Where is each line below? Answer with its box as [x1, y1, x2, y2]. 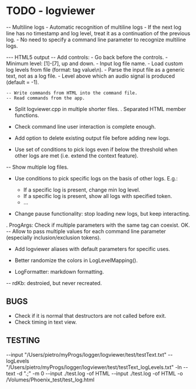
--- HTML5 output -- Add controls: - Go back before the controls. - [6, 53, 168, 61]
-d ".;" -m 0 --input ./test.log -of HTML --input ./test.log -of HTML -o [16, 370, 183, 377]
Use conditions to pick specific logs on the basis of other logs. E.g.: [14, 175, 178, 182]
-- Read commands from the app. [6, 95, 85, 101]
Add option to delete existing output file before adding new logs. [14, 134, 171, 142]
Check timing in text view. [14, 318, 77, 326]
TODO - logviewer [6, 4, 96, 18]
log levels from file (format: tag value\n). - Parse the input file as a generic [6, 66, 185, 73]
